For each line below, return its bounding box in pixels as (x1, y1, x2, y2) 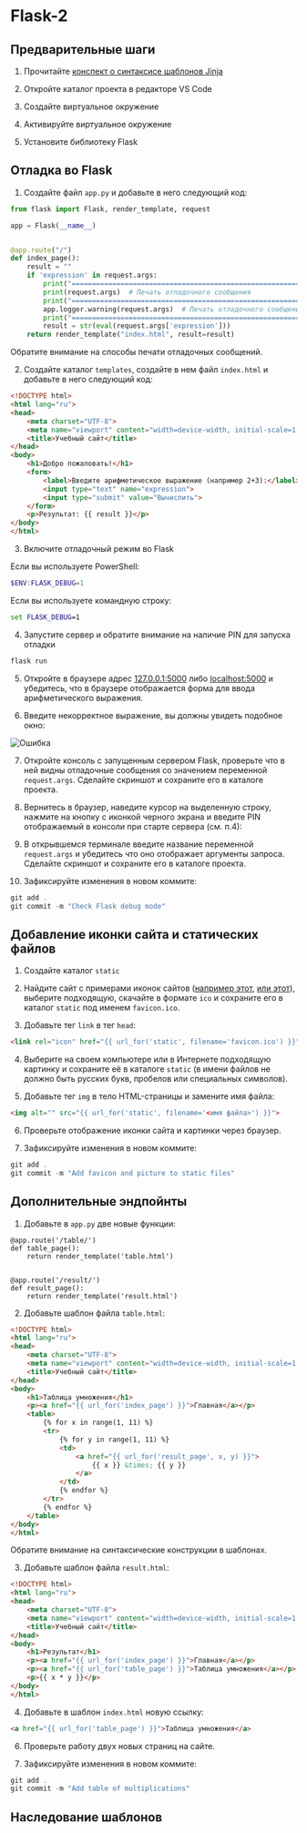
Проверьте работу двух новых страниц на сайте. (23, 1740, 215, 1751)
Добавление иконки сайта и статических (10, 926, 259, 942)
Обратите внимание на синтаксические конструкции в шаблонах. (10, 1544, 268, 1555)
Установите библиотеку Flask (23, 137, 138, 147)
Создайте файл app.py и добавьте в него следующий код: (23, 187, 248, 198)
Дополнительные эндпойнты (10, 1194, 188, 1209)
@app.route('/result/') (10, 1276, 101, 1285)
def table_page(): (10, 1244, 80, 1253)
